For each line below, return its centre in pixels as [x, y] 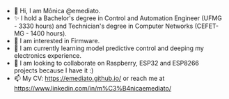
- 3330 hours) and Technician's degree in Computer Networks [103, 26]
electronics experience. [48, 55]
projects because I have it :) [54, 70]
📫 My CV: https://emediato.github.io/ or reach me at [89, 78]
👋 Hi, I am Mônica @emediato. [57, 11]
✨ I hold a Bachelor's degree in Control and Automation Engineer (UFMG [118, 18]
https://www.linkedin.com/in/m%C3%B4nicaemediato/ [93, 88]
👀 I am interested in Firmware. [57, 41]
